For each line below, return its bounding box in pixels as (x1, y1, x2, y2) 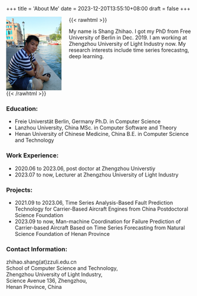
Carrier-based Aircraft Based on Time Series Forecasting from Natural (14, 224, 185, 231)
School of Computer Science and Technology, (6, 265, 118, 272)
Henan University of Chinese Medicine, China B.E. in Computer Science (14, 131, 189, 138)
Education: (6, 104, 38, 112)
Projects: (6, 185, 33, 194)
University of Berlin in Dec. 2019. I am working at (68, 34, 188, 41)
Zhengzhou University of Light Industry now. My (68, 41, 186, 47)
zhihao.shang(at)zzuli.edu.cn (6, 258, 77, 265)
